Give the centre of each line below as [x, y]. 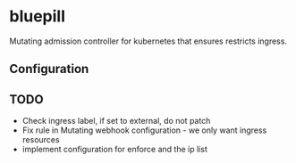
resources [41, 140]
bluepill [37, 16]
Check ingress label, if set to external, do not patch [116, 121]
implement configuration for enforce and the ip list [114, 150]
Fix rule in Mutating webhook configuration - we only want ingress [144, 130]
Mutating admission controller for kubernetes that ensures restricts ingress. [148, 41]
